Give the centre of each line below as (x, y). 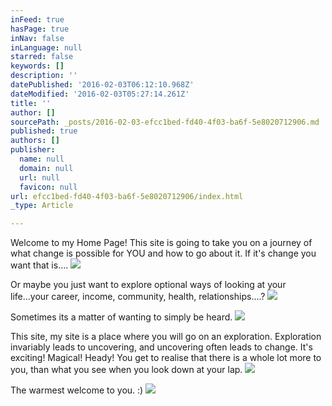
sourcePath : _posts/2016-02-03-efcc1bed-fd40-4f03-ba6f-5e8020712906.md (165, 122)
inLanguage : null (46, 47)
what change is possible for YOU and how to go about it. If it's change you (163, 253)
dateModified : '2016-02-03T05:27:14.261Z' (100, 94)
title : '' (31, 103)
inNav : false (37, 38)
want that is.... (39, 265)
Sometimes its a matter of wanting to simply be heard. (121, 317)
